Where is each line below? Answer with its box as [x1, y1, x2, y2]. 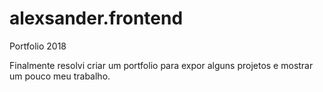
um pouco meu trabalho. [9, 70, 111, 82]
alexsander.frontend [9, 7, 184, 30]
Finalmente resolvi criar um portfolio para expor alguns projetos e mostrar [9, 59, 314, 71]
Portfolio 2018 [9, 40, 67, 52]
